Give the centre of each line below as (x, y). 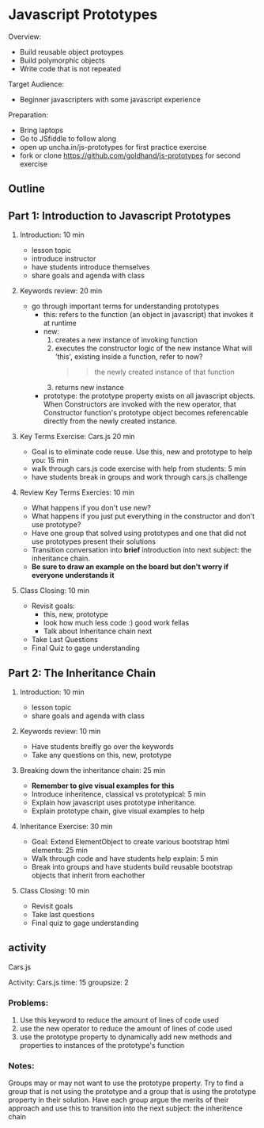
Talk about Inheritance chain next (98, 631)
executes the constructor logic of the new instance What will (154, 348)
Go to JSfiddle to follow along (68, 138)
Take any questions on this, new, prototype (102, 755)
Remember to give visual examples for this (103, 786)
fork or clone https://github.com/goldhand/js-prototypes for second (130, 155)
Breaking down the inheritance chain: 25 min (92, 770)
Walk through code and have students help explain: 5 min (125, 858)
